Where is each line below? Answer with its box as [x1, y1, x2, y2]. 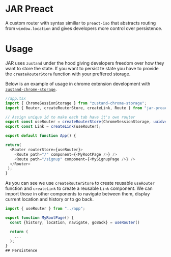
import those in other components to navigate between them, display [5, 191, 150, 197]
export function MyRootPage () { [5, 215, 74, 220]
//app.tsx [5, 96, 26, 101]
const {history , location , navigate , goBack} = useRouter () [10, 220, 140, 225]
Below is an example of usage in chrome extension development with [5, 80, 151, 87]
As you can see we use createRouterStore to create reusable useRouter [5, 180, 155, 186]
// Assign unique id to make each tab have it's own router [5, 115, 136, 120]
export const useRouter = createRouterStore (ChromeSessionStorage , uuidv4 [5, 119, 167, 125]
